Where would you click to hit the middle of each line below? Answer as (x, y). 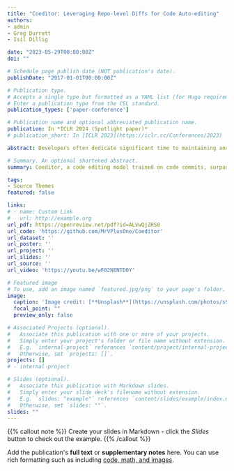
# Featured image (32, 283)
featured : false (31, 193)
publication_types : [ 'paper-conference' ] (68, 110)
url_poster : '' (29, 244)
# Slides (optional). (39, 380)
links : (17, 205)
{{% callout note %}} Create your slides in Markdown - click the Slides (108, 432)
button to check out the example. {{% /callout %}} (79, 439)
